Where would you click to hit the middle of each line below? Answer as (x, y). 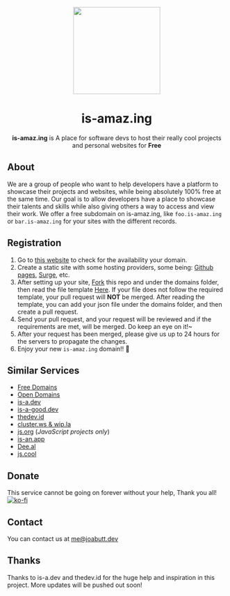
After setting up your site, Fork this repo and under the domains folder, (118, 282)
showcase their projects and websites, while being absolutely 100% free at (114, 191)
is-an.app (31, 439)
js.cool (27, 454)
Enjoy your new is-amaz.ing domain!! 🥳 (73, 349)
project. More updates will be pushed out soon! (75, 585)
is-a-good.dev (38, 410)
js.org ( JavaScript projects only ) (63, 431)
